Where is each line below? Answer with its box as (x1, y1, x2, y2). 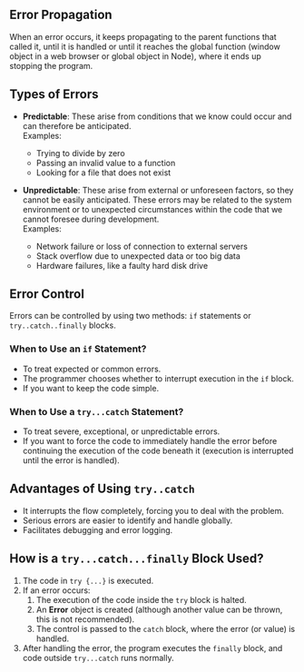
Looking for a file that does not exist (35, 167, 172, 178)
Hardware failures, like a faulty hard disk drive (35, 260, 209, 271)
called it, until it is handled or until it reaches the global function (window (9, 41, 281, 52)
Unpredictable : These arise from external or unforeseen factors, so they (22, 184, 294, 195)
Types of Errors (9, 86, 99, 103)
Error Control (9, 286, 84, 302)
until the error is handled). (22, 455, 120, 466)
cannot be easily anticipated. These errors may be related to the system (22, 194, 292, 205)
